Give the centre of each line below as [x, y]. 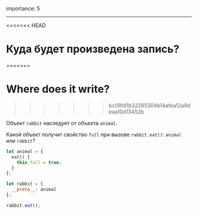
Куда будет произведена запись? [93, 49]
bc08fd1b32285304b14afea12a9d [149, 105]
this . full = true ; [39, 162]
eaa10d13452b [126, 112]
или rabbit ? [21, 141]
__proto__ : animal [34, 190]
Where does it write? [58, 89]
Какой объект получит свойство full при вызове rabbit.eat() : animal [94, 134]
